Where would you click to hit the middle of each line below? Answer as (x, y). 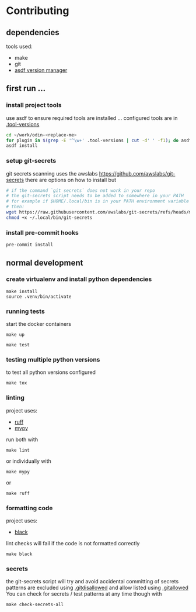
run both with (22, 439)
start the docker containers (39, 324)
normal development (45, 262)
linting (15, 398)
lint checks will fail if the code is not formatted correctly (73, 544)
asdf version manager (41, 70)
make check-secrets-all (35, 605)
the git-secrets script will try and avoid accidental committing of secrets (92, 582)
